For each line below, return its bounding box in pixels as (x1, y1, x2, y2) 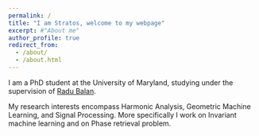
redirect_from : (8, 41, 59, 49)
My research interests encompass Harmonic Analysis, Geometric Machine (8, 101, 252, 111)
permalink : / (8, 11, 52, 20)
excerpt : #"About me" (8, 26, 80, 34)
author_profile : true (8, 33, 80, 42)
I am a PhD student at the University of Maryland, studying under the (8, 77, 234, 87)
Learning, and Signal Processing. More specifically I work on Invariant (8, 110, 237, 119)
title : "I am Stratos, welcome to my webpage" (8, 19, 165, 27)
